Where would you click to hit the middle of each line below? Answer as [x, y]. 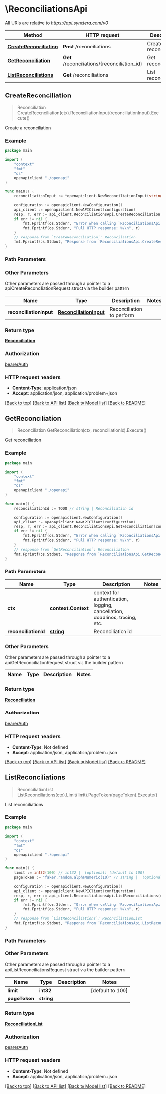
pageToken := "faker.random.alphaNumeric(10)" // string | [76, 877]
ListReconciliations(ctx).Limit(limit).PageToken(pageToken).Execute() [87, 795]
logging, [103, 605]
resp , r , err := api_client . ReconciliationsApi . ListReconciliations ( [87, 896]
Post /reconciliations [87, 47]
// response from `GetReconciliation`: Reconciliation [72, 549]
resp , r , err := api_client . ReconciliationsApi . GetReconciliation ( [85, 526]
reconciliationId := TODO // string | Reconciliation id [74, 508]
